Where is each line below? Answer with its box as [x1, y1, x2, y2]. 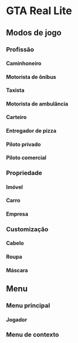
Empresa [6, 210, 28, 217]
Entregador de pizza [6, 127, 57, 134]
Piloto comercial [6, 154, 47, 161]
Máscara [6, 266, 28, 273]
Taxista [6, 87, 25, 94]
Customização [6, 225, 49, 233]
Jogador [6, 316, 28, 323]
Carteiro [6, 114, 27, 121]
